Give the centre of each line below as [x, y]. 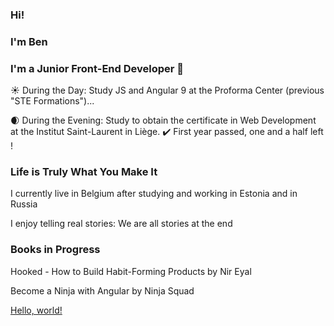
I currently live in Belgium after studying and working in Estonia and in [154, 194]
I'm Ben [29, 41]
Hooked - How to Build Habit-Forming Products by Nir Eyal [131, 271]
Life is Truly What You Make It [84, 172]
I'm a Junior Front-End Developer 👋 [97, 68]
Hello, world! [36, 310]
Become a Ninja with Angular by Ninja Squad [102, 290]
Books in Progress [55, 250]
